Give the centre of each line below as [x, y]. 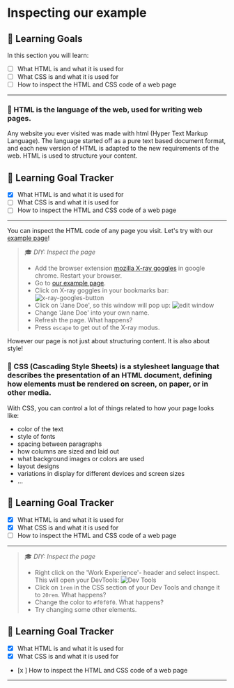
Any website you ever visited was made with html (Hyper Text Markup [108, 133]
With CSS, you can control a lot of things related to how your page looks [111, 408]
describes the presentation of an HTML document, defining [110, 375]
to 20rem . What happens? [70, 594]
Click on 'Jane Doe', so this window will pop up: [102, 306]
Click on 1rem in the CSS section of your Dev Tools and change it [127, 587]
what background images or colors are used [81, 458]
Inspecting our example [77, 13]
